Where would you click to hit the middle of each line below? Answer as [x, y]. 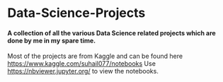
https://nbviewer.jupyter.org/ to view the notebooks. [83, 71]
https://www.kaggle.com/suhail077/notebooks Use [81, 64]
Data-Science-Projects [76, 13]
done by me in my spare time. [52, 40]
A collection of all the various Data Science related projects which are [111, 33]
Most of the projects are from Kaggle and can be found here [95, 56]
